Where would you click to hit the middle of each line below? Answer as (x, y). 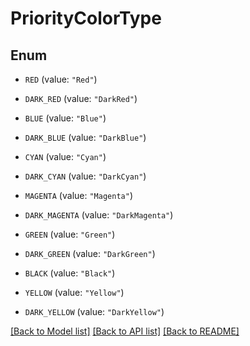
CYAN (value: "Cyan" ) (65, 156)
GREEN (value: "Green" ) (70, 234)
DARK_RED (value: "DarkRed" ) (81, 98)
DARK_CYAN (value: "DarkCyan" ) (85, 176)
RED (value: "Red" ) (61, 79)
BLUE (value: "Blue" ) (65, 118)
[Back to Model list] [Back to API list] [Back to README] (125, 331)
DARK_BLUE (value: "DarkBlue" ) (85, 137)
